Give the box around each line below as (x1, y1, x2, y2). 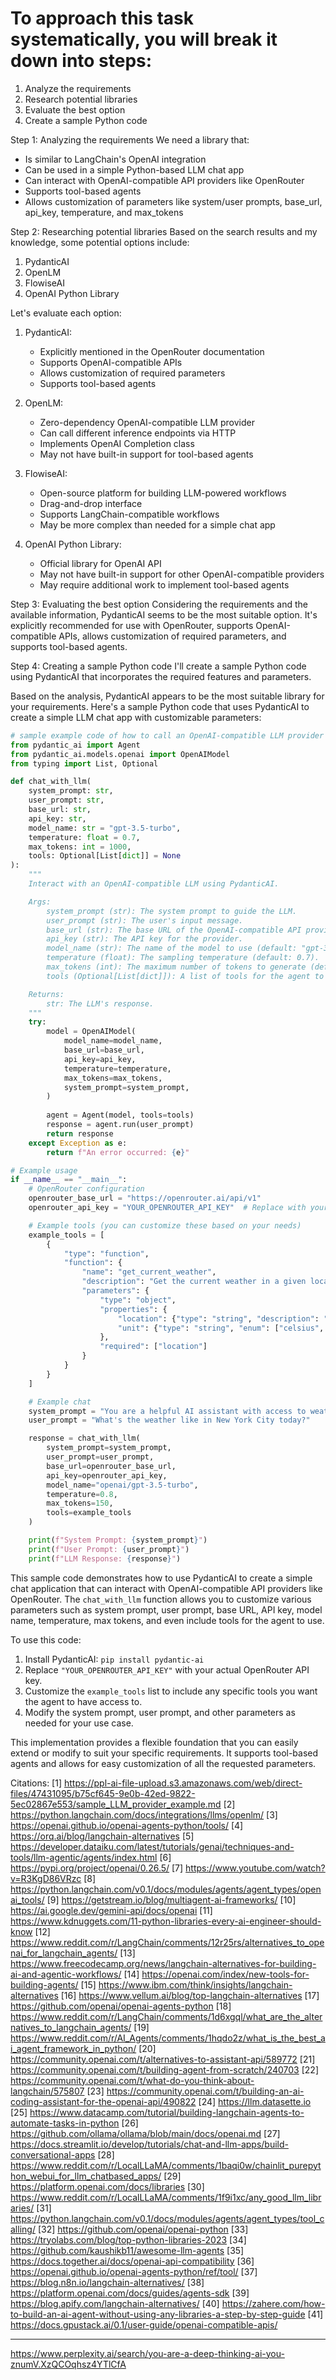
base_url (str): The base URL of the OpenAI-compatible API (46, 925, 302, 935)
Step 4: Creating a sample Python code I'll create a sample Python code (10, 660, 307, 672)
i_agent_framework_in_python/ (10, 2042, 137, 2054)
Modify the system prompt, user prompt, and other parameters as (24, 1706, 296, 1718)
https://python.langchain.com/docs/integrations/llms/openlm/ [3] (10, 1808, 278, 1821)
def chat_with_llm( (10, 777, 92, 787)
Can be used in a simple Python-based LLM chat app (24, 163, 245, 176)
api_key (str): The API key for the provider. (46, 934, 244, 944)
